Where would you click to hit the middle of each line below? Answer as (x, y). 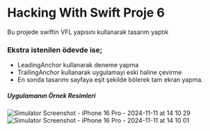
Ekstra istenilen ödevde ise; (55, 50)
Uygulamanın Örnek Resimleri (51, 96)
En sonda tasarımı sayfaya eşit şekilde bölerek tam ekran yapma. (110, 80)
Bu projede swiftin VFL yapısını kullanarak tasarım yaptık (88, 32)
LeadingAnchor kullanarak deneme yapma (78, 65)
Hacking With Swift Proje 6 (86, 13)
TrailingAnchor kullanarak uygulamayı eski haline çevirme (99, 72)
